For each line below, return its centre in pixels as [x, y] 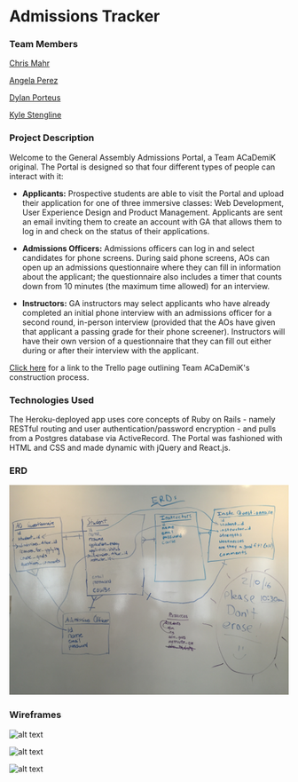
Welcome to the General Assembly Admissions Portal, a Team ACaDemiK [143, 157]
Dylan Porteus [35, 98]
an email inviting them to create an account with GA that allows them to [152, 221]
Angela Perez [34, 81]
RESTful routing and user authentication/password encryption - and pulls [143, 429]
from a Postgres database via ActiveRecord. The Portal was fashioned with [146, 438]
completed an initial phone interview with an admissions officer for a [147, 312]
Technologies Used [52, 399]
